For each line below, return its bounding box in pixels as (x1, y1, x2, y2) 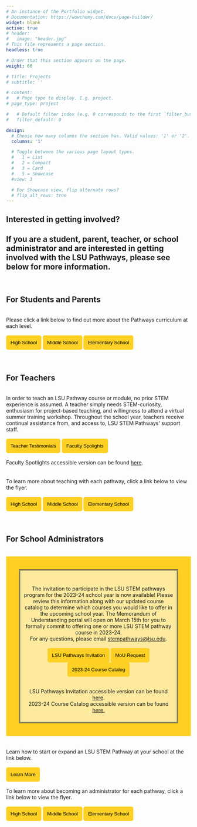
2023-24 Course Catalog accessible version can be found (28, 700, 169, 707)
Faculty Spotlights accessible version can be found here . (6, 459, 144, 466)
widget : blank (6, 19, 41, 25)
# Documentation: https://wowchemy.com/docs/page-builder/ (6, 14, 154, 20)
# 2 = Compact (11, 160, 51, 166)
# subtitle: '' (6, 79, 43, 85)
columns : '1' (11, 138, 43, 144)
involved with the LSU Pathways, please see (6, 253, 171, 263)
